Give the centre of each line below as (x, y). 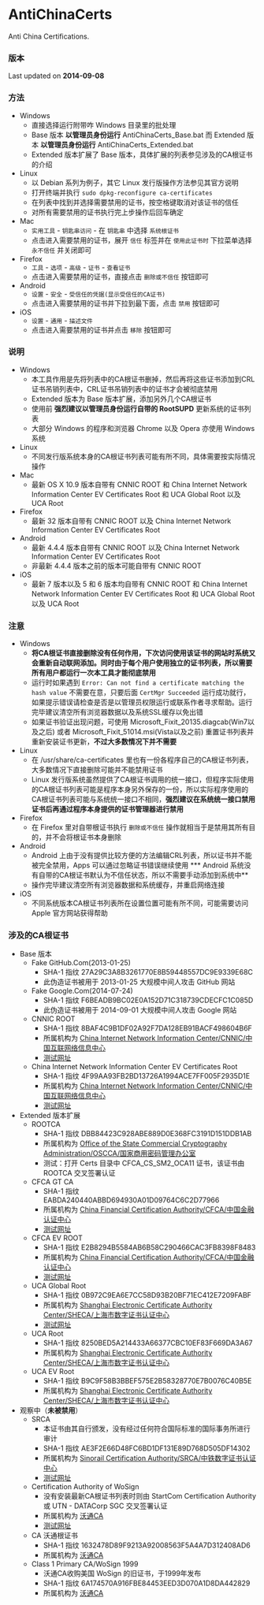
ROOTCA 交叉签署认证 (79, 1173)
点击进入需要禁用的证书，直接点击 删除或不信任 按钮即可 (120, 277)
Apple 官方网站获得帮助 (69, 913)
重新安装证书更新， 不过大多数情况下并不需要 (104, 741)
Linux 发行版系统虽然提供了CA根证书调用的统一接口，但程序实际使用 (143, 780)
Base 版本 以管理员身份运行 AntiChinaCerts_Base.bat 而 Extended (138, 135)
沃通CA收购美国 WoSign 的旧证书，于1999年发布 (122, 1573)
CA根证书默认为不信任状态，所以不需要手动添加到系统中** (154, 875)
